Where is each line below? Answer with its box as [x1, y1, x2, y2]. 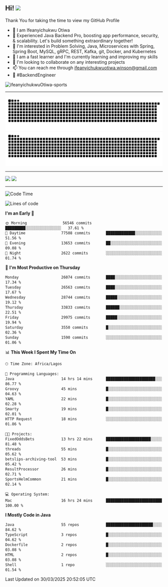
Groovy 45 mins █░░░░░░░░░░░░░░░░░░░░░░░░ [5, 386, 162, 392]
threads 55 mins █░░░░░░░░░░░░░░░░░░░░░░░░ [5, 447, 162, 452]
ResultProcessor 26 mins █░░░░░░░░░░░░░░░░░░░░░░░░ [5, 467, 162, 472]
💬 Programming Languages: [5, 371, 59, 377]
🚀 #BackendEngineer [12, 72, 56, 78]
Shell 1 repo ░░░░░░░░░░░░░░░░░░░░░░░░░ [5, 562, 162, 567]
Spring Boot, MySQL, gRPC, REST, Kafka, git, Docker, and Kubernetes [12, 48, 156, 54]
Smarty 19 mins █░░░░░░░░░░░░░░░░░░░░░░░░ [5, 406, 162, 412]
